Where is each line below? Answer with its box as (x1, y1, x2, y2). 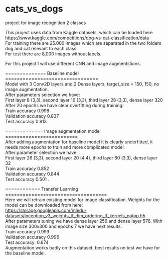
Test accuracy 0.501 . (5, 176, 49, 182)
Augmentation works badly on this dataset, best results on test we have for (5, 244, 160, 250)
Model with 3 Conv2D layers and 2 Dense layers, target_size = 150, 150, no (5, 81, 159, 87)
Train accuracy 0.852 (5, 165, 49, 171)
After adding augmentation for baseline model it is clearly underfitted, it (5, 139, 153, 145)
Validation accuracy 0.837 (5, 113, 59, 119)
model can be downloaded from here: (5, 202, 83, 208)
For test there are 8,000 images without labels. (5, 51, 102, 57)
